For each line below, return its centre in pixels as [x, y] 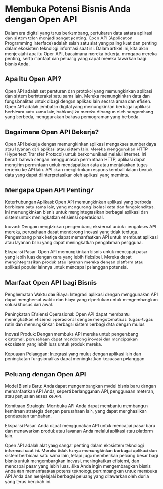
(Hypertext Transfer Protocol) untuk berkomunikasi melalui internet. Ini [76, 154]
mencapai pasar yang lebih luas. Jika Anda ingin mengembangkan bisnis [78, 466]
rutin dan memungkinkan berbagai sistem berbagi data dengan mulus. [75, 324]
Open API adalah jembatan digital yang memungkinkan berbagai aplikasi [78, 106]
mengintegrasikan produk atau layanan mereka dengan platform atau [74, 262]
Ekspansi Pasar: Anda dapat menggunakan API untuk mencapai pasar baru [80, 425]
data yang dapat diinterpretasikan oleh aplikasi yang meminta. [67, 175]
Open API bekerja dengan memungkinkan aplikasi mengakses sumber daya [81, 144]
